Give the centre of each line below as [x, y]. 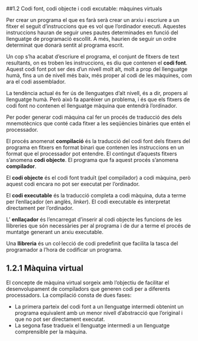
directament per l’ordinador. [40, 208]
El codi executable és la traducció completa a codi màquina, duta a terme [96, 195]
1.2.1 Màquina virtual [45, 268]
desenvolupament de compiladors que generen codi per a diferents [88, 288]
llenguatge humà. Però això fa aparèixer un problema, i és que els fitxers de [98, 99]
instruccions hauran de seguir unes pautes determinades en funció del [92, 33]
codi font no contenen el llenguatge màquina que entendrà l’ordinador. [92, 105]
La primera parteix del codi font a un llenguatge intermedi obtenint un [99, 306]
